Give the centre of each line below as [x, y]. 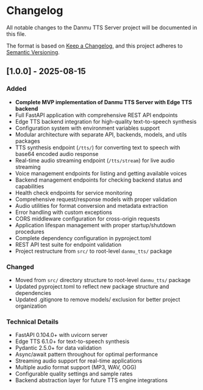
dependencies [33, 292]
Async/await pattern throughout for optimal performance [87, 355]
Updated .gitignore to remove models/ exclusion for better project [98, 299]
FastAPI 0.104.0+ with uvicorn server [61, 335]
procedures [30, 232]
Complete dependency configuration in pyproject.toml [83, 238]
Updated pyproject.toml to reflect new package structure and [92, 286]
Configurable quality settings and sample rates [74, 374]
